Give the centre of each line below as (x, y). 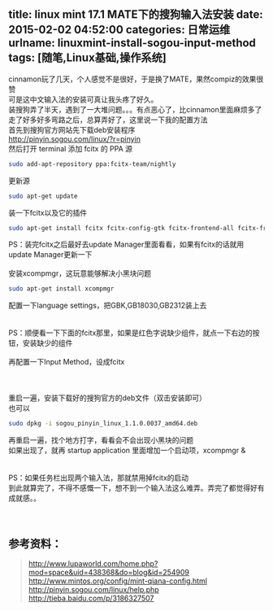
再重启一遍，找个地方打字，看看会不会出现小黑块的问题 (101, 440)
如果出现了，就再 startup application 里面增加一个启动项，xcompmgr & (127, 451)
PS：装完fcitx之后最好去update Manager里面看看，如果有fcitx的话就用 (126, 244)
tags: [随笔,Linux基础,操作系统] (87, 58)
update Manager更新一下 (50, 255)
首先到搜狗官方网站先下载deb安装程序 (72, 129)
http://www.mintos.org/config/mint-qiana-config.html (117, 581)
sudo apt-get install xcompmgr (61, 289)
